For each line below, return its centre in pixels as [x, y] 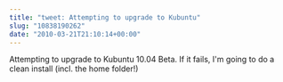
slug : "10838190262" [48, 26]
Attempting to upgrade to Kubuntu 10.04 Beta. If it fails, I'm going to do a [142, 60]
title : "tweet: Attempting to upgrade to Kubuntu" [105, 17]
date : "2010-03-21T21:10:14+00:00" [75, 34]
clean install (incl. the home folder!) [74, 69]
